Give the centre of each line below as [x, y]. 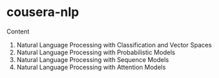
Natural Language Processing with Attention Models [91, 67]
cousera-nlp [43, 12]
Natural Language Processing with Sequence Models [93, 59]
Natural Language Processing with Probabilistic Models [96, 52]
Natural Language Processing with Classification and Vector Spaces [114, 45]
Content [18, 31]
